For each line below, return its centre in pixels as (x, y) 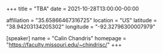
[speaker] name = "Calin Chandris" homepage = (66, 38)
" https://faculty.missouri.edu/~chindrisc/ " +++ (64, 45)
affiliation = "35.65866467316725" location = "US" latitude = (81, 20)
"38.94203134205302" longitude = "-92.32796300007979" (81, 27)
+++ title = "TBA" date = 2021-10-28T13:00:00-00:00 (73, 9)
